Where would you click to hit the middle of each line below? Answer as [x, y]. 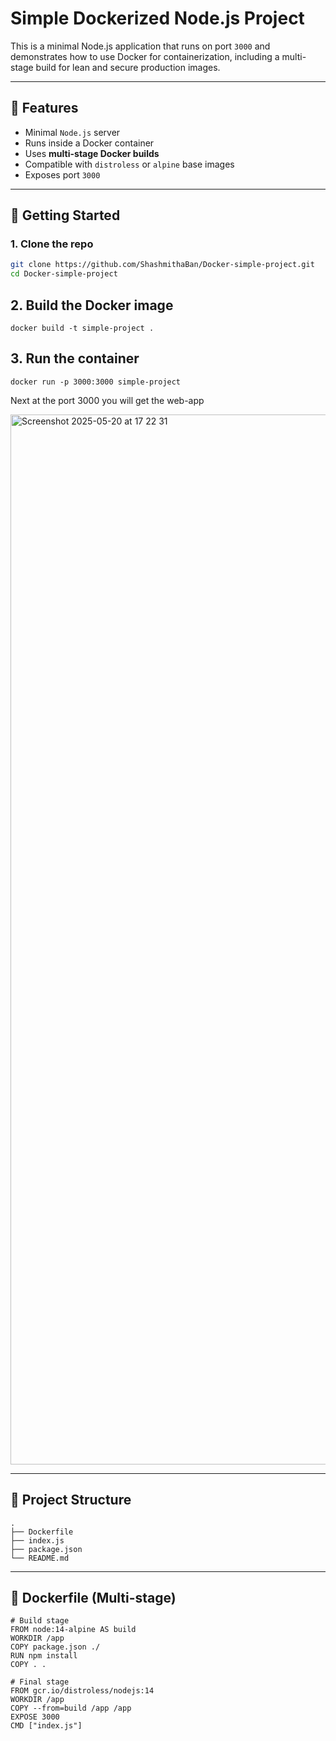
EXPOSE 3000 [35, 1717]
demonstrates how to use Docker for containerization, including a [145, 56]
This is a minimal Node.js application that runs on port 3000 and [140, 46]
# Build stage [40, 1621]
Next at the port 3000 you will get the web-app [107, 400]
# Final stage [40, 1682]
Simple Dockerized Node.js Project [157, 18]
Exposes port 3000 [62, 174]
